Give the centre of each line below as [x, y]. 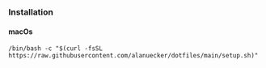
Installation [31, 12]
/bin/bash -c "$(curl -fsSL [56, 49]
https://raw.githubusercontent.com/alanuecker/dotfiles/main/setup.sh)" [133, 56]
